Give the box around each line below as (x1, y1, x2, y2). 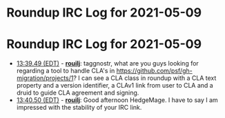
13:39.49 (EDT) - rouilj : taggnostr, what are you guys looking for (16, 59, 199, 68)
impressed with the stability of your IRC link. (16, 104, 142, 112)
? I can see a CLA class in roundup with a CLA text (72, 74, 217, 82)
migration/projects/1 (16, 74, 74, 82)
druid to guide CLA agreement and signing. (16, 88, 139, 97)
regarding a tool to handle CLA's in (16, 67, 115, 75)
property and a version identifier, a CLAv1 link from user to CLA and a (16, 81, 213, 90)
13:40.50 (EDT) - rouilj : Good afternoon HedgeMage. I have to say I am (16, 96, 218, 104)
